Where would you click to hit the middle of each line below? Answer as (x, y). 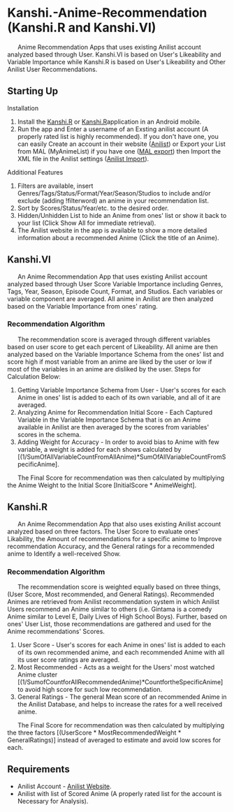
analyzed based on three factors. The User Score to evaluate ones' (104, 531)
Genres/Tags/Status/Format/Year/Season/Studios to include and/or (114, 193)
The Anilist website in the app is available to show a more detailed (112, 230)
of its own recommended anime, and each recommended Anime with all (121, 652)
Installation (23, 108)
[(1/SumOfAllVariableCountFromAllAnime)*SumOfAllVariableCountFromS (122, 457)
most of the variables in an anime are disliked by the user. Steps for (104, 369)
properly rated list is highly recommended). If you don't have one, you (118, 136)
